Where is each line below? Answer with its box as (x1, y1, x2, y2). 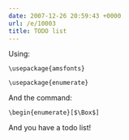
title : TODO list (8, 27, 67, 35)
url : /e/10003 (8, 19, 57, 28)
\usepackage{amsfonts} (8, 65, 85, 73)
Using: (8, 49, 31, 59)
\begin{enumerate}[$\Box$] (8, 108, 100, 117)
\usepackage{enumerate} (8, 78, 89, 87)
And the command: (8, 93, 73, 103)
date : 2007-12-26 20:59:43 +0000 (8, 11, 122, 20)
